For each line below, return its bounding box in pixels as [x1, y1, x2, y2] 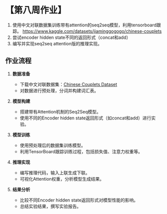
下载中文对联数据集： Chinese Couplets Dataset [19, 81, 117, 87]
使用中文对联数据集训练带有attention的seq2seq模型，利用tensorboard [12, 22, 157, 28]
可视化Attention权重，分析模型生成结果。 [19, 176, 105, 182]
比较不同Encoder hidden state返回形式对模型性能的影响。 [19, 197, 139, 203]
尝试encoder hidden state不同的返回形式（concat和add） [12, 34, 131, 40]
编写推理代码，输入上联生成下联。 [19, 170, 90, 176]
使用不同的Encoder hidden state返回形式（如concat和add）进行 [19, 115, 152, 121]
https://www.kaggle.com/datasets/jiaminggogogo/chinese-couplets [22, 28, 162, 34]
